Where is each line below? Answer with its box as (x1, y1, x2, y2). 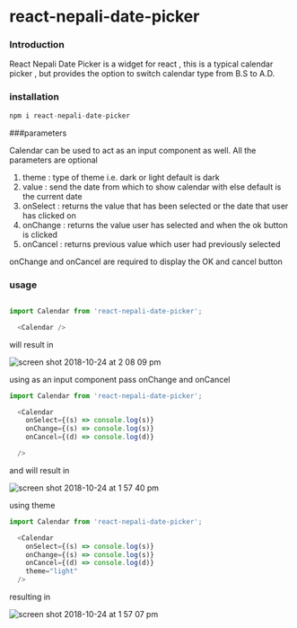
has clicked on (22, 209, 76, 221)
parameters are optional (9, 155, 99, 165)
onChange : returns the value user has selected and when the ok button (22, 219, 289, 230)
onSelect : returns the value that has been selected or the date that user (22, 200, 289, 211)
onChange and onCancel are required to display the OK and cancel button (9, 256, 283, 267)
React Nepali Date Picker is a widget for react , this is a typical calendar (9, 58, 274, 69)
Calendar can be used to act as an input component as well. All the (9, 145, 257, 155)
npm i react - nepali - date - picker (9, 111, 130, 120)
